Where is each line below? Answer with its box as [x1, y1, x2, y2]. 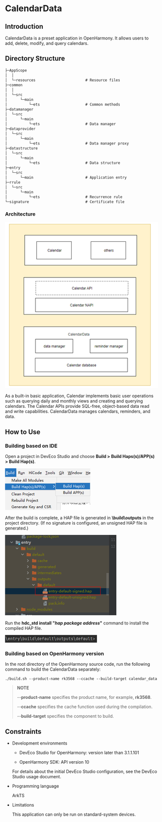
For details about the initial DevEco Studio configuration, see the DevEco [12, 768, 158, 774]
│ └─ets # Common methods [5, 102, 120, 107]
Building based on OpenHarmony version [5, 650, 104, 657]
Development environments [12, 740, 67, 746]
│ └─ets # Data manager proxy [5, 141, 130, 146]
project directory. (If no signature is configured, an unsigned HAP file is [5, 520, 147, 526]
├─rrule [5, 180, 21, 185]
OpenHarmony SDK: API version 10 [19, 759, 90, 765]
